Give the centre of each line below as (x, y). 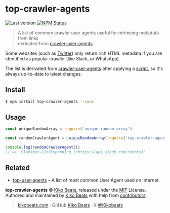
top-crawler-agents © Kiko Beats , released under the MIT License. (76, 190)
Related (18, 168)
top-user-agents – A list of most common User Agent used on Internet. (86, 180)
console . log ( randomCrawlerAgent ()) (43, 148)
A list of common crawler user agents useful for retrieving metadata (88, 32)
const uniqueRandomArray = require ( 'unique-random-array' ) (69, 129)
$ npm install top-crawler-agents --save (50, 101)
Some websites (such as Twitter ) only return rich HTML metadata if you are (84, 53)
